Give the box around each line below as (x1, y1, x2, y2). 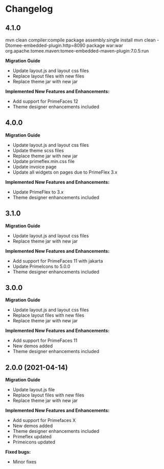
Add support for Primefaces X (12, 417, 76, 424)
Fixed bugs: (5, 449, 31, 455)
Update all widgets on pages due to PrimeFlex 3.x (12, 169, 118, 175)
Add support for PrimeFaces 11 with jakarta (12, 257, 103, 264)
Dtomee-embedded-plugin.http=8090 (5, 42, 86, 49)
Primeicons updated (12, 439, 55, 445)
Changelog (5, 3, 53, 15)
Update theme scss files (12, 147, 64, 153)
